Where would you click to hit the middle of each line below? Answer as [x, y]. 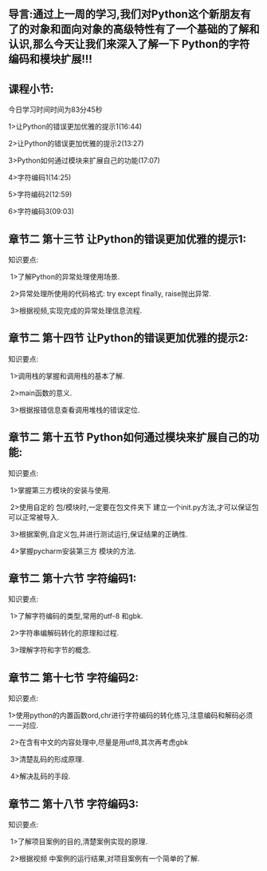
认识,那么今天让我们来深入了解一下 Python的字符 [129, 44]
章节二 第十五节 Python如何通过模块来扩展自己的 [129, 437]
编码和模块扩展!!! [51, 59]
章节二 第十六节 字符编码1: [73, 578]
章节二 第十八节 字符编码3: [74, 804]
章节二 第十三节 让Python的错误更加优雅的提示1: [128, 239]
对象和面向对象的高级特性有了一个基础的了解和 [144, 29]
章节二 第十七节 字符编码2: [74, 677]
